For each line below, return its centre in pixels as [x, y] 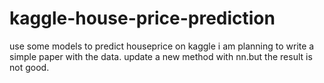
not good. [29, 67]
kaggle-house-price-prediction [142, 18]
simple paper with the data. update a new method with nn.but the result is [161, 56]
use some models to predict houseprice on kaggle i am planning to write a [162, 46]
